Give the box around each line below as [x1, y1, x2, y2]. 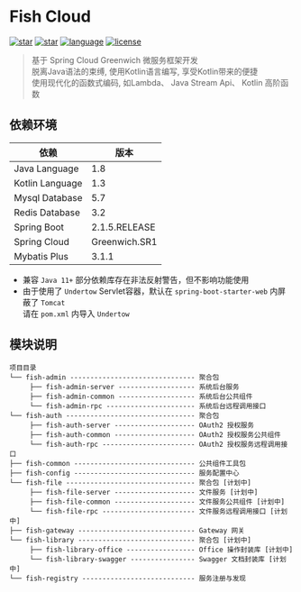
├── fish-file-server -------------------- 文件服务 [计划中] [29, 487, 259, 496]
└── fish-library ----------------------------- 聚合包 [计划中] [9, 535, 252, 544]
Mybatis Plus [14, 250, 69, 262]
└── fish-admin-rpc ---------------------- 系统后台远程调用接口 [29, 401, 267, 411]
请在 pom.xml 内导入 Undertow [22, 308, 131, 319]
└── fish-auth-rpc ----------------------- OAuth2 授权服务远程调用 [29, 440, 281, 449]
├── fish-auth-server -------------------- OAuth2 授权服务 [29, 421, 255, 430]
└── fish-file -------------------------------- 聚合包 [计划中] [9, 478, 252, 487]
